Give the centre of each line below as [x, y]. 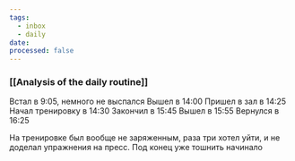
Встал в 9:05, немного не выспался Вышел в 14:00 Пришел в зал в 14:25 [148, 102]
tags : [19, 17]
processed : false [42, 51]
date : [19, 42]
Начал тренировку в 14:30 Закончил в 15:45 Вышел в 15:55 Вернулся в [144, 111]
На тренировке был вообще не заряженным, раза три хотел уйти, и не [145, 138]
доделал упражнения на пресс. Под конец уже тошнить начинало [136, 148]
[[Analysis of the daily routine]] [79, 82]
